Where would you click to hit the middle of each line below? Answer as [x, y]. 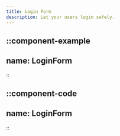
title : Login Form [29, 11]
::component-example [48, 41]
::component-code [42, 94]
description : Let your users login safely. [61, 17]
